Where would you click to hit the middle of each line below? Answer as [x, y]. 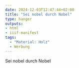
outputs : [14, 24]
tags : [11, 38]
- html [12, 28]
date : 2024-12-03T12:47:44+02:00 [40, 10]
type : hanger [19, 19]
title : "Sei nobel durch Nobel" [39, 14]
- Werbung [20, 47]
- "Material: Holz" [30, 42]
